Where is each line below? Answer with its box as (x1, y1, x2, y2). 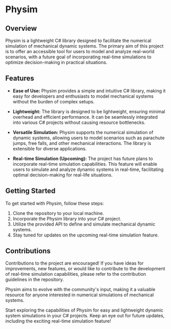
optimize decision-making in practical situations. (5, 59, 108, 65)
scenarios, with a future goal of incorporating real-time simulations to (5, 54, 152, 60)
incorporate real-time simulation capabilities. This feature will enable (12, 161, 158, 167)
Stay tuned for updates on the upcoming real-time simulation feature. (12, 232, 159, 238)
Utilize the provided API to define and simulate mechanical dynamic (12, 221, 156, 227)
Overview (5, 24, 37, 33)
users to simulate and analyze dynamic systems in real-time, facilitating (12, 166, 164, 172)
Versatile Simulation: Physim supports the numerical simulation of (12, 129, 154, 135)
